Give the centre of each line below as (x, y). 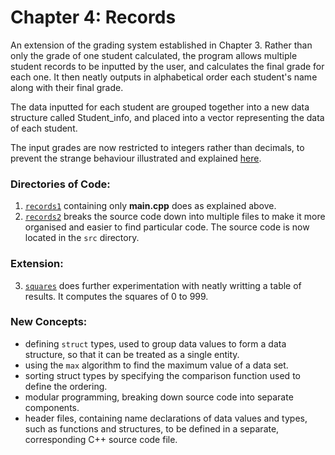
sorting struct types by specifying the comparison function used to (162, 375)
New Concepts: (49, 322)
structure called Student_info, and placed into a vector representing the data (167, 117)
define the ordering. (66, 386)
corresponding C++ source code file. (101, 439)
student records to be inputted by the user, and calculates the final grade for (167, 66)
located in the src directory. (82, 238)
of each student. (44, 128)
